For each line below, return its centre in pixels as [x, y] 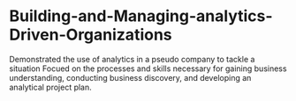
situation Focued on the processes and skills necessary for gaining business [148, 69]
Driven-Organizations [91, 35]
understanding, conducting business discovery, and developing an [130, 77]
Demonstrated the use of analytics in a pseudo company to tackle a [132, 59]
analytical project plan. [51, 87]
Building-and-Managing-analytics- [141, 16]
